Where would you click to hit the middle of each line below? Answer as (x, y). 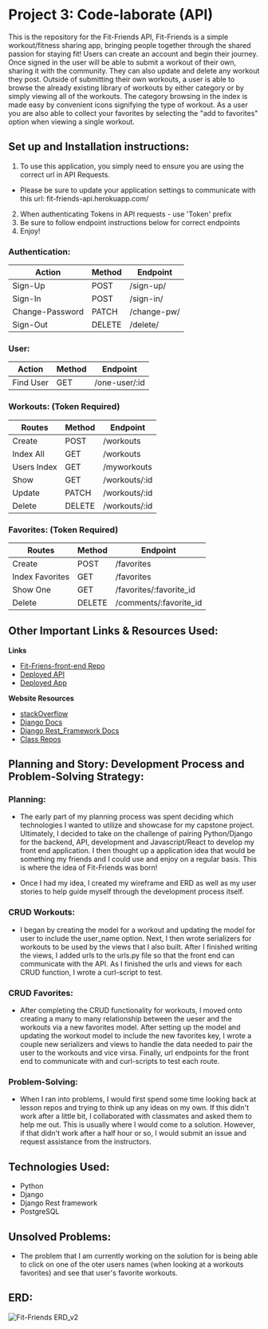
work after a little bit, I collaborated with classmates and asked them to (136, 1117)
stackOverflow (44, 713)
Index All (29, 454)
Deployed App (43, 682)
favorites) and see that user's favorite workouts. (99, 1272)
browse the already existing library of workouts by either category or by (126, 87)
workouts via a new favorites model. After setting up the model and (130, 1027)
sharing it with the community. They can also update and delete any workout (134, 70)
